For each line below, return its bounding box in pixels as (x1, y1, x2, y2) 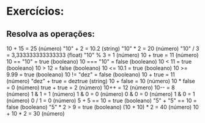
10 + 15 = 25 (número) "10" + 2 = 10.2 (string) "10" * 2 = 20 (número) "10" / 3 (6, 45, 199, 52)
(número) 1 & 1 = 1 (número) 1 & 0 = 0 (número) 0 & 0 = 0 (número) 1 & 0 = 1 (6, 91, 195, 97)
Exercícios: (6, 4, 64, 18)
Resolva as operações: (6, 29, 95, 39)
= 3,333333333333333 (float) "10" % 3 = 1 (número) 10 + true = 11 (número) (6, 51, 199, 59)
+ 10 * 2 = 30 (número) (6, 110, 65, 117)
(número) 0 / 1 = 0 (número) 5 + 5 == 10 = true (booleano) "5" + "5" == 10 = (6, 97, 197, 104)
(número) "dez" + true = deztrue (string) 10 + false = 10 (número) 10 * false (6, 78, 195, 84)
